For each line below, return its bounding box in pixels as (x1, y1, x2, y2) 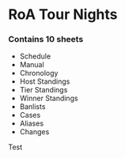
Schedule (19, 51, 51, 61)
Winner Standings (19, 93, 78, 103)
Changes (19, 127, 50, 137)
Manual (19, 60, 45, 70)
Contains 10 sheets (8, 34, 84, 45)
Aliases (19, 118, 44, 128)
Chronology (19, 69, 59, 78)
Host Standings (19, 77, 70, 86)
